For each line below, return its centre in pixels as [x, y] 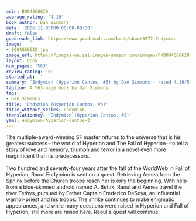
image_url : [19, 55]
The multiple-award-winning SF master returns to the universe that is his [94, 137]
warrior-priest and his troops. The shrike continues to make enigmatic [90, 199]
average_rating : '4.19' [35, 17]
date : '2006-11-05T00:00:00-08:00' [49, 28]
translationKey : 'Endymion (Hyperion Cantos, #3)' [69, 115]
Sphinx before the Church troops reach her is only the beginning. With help [97, 181]
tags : [13, 93]
